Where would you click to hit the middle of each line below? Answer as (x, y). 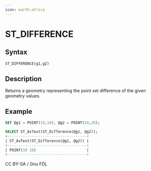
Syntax (16, 52)
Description (23, 79)
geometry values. (23, 96)
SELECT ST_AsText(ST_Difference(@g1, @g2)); (51, 132)
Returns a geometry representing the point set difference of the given (75, 91)
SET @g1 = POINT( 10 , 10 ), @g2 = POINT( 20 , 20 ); (52, 123)
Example (19, 111)
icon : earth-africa (25, 10)
